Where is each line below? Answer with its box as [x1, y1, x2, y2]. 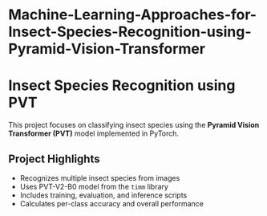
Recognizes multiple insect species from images [19, 173, 180, 182]
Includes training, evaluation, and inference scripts [19, 190, 188, 200]
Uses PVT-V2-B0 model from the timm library [19, 181, 168, 191]
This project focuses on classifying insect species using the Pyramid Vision [8, 120, 260, 130]
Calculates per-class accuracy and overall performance [19, 198, 204, 208]
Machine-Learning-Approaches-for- [8, 6, 257, 24]
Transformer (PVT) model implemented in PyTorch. [8, 128, 179, 138]
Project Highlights [8, 152, 100, 165]
